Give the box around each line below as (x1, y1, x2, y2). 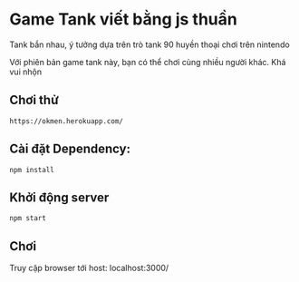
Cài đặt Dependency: (9, 141, 131, 157)
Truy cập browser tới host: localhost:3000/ (9, 263, 169, 274)
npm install (9, 165, 54, 174)
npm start (9, 214, 47, 223)
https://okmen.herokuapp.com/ (9, 116, 124, 126)
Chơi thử (9, 92, 59, 108)
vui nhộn (9, 66, 43, 77)
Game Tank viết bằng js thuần (9, 9, 237, 30)
